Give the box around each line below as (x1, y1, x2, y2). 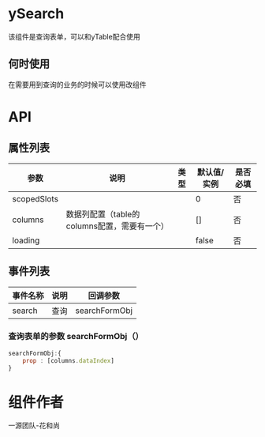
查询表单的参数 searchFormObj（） (8, 331, 144, 342)
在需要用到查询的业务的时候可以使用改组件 (8, 80, 147, 89)
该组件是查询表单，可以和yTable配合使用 (8, 32, 140, 41)
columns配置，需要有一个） (65, 220, 170, 232)
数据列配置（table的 (65, 209, 140, 220)
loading (12, 235, 40, 246)
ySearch (8, 5, 65, 23)
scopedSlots (12, 193, 59, 204)
